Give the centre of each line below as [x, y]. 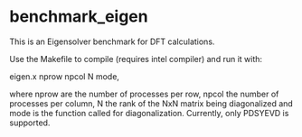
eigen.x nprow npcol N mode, [65, 76]
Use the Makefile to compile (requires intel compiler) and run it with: [136, 59]
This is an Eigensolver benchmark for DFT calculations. [112, 41]
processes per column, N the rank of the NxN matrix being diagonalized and [151, 103]
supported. [30, 123]
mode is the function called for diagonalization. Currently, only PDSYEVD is [149, 113]
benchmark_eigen [79, 17]
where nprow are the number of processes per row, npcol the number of [144, 94]
